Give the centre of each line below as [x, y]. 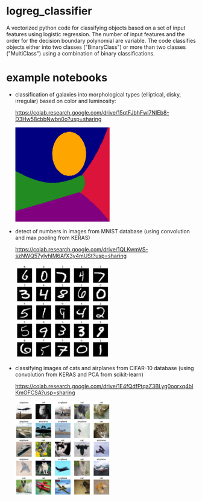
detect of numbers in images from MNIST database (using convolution [102, 231]
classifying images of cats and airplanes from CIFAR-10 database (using [104, 368]
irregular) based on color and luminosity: [65, 101]
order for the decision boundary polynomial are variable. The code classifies [101, 40]
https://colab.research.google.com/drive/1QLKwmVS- [82, 249]
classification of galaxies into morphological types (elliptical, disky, [98, 94]
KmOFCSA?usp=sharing [45, 392]
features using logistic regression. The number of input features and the [96, 34]
